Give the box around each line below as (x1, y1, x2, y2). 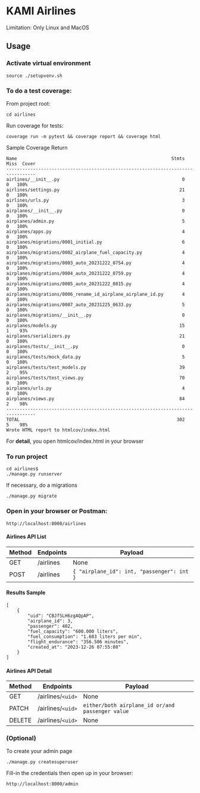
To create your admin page (6, 748, 73, 755)
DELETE (9, 716, 32, 724)
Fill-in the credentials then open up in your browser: (6, 770, 133, 777)
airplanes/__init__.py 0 (6, 208, 185, 214)
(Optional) (6, 734, 37, 742)
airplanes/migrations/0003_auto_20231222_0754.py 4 (6, 260, 185, 266)
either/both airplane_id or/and (83, 702, 175, 709)
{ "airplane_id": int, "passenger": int (72, 568, 189, 575)
